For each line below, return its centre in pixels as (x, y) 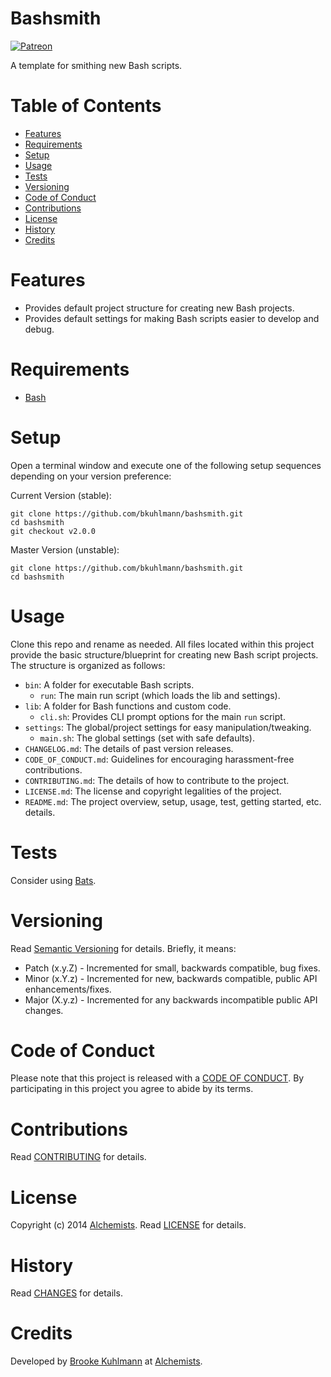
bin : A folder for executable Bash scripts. (109, 684)
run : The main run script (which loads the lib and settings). (160, 695)
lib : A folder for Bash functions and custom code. (128, 706)
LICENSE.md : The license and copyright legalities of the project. (153, 791)
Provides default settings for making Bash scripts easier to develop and (172, 318)
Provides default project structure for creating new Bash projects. (159, 308)
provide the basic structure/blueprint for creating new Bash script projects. (164, 654)
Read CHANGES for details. (66, 1293)
